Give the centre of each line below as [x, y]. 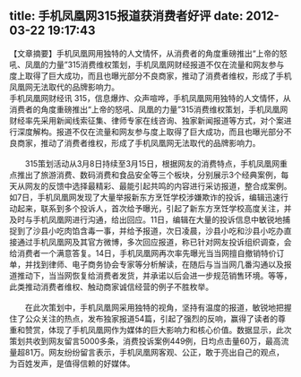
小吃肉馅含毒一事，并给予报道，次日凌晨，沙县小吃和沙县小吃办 [166, 230]
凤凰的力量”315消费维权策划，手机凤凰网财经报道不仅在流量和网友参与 [155, 64]
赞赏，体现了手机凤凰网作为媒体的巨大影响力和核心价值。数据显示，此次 [158, 330]
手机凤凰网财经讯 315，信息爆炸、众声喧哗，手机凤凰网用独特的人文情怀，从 [150, 98]
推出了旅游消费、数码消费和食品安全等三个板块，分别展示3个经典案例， [149, 175]
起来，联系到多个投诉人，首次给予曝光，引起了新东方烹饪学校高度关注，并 [154, 208]
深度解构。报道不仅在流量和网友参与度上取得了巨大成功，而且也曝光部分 [150, 132]
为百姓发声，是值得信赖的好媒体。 [72, 363]
